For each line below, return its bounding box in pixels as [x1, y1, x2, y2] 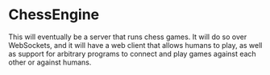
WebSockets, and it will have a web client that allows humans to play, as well [8, 40, 263, 49]
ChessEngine [8, 6, 100, 24]
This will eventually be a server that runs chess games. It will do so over [8, 32, 247, 41]
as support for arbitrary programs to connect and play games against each [8, 49, 256, 58]
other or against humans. [8, 57, 92, 67]
